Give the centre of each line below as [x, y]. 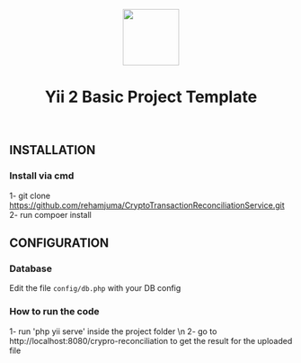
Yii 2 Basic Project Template [151, 97]
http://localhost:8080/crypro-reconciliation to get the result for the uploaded [151, 340]
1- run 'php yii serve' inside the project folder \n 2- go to [113, 331]
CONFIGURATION [59, 243]
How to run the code [55, 312]
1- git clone [30, 195]
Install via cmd [42, 176]
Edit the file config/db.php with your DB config [95, 288]
